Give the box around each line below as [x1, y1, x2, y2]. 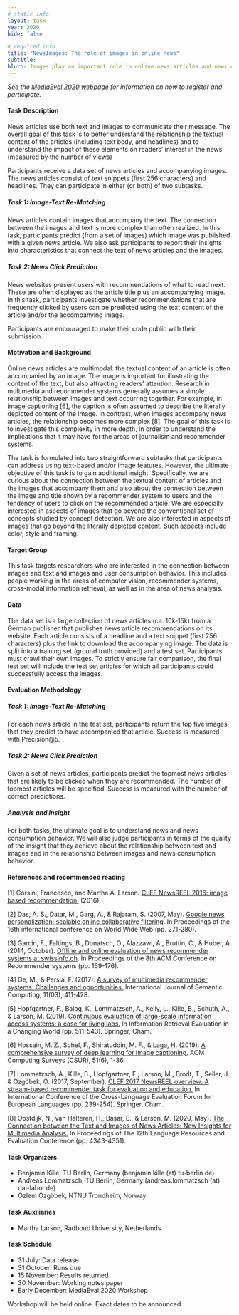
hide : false [7, 30, 43, 38]
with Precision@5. [7, 735, 60, 744]
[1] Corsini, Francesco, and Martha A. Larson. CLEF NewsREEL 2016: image [7, 888, 228, 898]
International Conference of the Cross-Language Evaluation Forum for [7, 1093, 213, 1101]
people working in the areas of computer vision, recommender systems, [7, 576, 219, 585]
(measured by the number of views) [7, 152, 112, 161]
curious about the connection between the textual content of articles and [7, 477, 222, 485]
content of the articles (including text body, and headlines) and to [7, 137, 199, 146]
